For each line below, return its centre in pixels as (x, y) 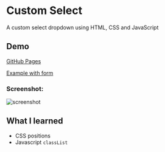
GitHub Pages (24, 61)
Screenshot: (25, 89)
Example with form (30, 73)
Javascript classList (41, 142)
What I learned (35, 121)
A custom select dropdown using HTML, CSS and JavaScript (82, 27)
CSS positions (33, 136)
